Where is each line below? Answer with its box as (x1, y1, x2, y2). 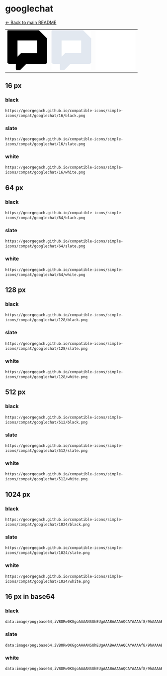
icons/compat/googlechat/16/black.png (5, 113, 85, 118)
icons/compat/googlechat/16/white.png (5, 170, 85, 175)
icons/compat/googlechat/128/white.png (5, 375, 88, 380)
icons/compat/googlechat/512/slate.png (5, 448, 88, 453)
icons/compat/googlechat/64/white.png (5, 272, 85, 277)
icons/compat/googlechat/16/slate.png (5, 141, 85, 147)
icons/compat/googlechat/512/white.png (5, 477, 88, 482)
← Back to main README (5, 19, 57, 25)
